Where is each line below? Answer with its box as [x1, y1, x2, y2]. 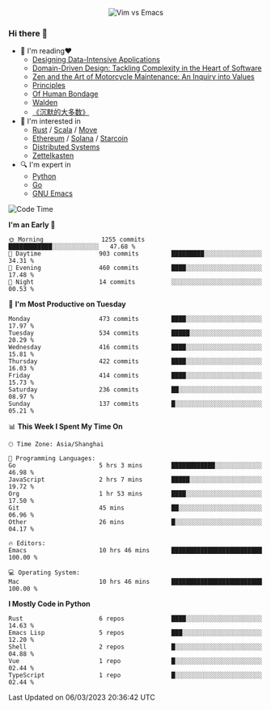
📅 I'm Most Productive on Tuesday [8, 299, 127, 309]
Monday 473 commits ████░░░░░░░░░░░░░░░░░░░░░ [8, 315, 263, 323]
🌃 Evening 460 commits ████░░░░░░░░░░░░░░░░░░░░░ [8, 264, 263, 273]
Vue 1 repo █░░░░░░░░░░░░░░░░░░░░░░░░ [8, 657, 263, 666]
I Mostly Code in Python [8, 599, 91, 609]
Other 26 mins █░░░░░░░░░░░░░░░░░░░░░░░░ [8, 518, 263, 526]
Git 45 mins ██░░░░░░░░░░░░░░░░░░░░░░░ [8, 504, 263, 513]
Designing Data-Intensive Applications [32, 55, 160, 65]
